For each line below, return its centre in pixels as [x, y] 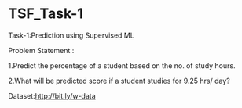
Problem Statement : [41, 50]
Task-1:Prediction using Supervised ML [71, 35]
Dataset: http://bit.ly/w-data [52, 95]
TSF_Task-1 [46, 14]
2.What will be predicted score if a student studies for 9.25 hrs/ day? [119, 81]
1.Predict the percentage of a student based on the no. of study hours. [122, 65]
